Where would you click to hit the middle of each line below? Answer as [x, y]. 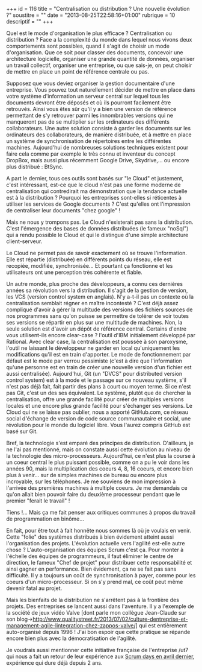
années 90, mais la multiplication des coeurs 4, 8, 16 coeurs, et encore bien [100, 469]
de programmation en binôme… [45, 519]
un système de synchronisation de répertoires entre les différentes [89, 141]
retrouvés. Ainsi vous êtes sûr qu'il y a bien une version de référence [91, 109]
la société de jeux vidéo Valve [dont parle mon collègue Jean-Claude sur [96, 613]
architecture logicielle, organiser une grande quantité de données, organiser [100, 59]
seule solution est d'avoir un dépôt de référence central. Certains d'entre [96, 329]
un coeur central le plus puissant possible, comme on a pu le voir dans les [98, 462]
